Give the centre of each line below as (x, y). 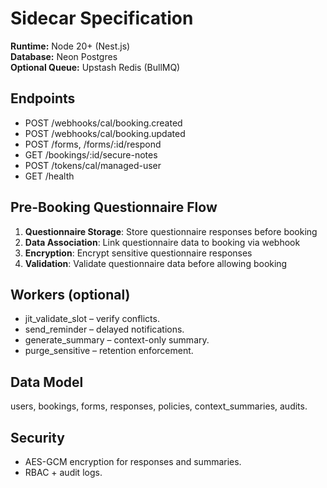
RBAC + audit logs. (63, 472)
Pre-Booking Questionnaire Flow (114, 207)
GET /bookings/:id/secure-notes (91, 154)
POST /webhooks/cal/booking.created (103, 123)
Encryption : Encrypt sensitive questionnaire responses (138, 253)
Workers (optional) (70, 294)
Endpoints (43, 98)
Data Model (47, 382)
